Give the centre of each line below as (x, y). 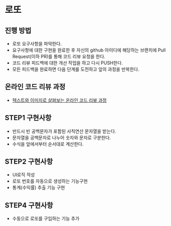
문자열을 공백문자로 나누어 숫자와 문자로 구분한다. (61, 138)
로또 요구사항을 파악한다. (37, 44)
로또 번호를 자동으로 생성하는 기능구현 (50, 181)
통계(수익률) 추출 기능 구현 (38, 188)
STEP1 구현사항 (28, 118)
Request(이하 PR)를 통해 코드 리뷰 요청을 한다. (59, 56)
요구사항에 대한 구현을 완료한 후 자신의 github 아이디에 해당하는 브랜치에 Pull (89, 50)
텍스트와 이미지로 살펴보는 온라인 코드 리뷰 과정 (59, 100)
